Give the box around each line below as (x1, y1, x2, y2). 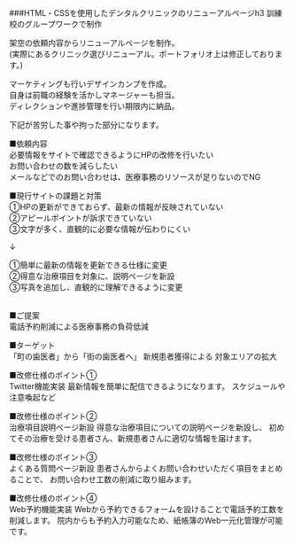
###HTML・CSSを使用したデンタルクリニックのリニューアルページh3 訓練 (9, 8, 282, 18)
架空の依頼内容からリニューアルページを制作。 (9, 38, 180, 48)
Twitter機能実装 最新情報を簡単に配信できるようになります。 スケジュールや (9, 381, 286, 392)
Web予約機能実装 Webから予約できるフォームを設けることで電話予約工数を (9, 504, 285, 514)
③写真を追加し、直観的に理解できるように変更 (9, 282, 183, 292)
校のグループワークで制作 (9, 19, 103, 29)
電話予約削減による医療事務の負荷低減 (9, 322, 149, 331)
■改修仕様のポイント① (9, 370, 97, 380)
